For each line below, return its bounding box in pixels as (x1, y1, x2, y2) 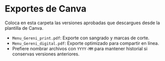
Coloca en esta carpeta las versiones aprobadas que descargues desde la (5, 20, 160, 26)
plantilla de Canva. (5, 25, 44, 31)
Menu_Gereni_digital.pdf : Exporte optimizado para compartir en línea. (12, 40, 159, 46)
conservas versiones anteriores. (12, 51, 80, 57)
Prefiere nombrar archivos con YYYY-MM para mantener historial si (12, 45, 148, 51)
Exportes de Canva (5, 3, 87, 15)
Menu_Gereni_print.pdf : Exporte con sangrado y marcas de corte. (12, 35, 150, 41)
